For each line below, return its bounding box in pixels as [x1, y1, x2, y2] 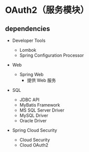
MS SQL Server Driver [19, 107, 65, 113]
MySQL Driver [19, 113, 48, 118]
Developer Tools [12, 38, 46, 43]
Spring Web [19, 72, 44, 77]
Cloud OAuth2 [19, 142, 48, 148]
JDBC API [19, 97, 40, 103]
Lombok [19, 47, 36, 53]
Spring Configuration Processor [19, 52, 84, 58]
